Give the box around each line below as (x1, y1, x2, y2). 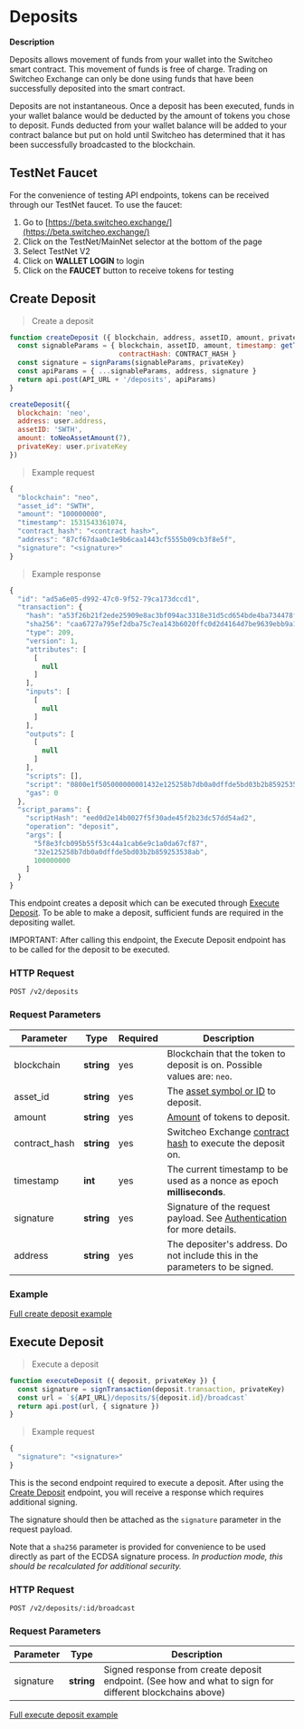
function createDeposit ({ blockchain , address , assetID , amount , (9, 333, 265, 342)
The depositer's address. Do (166, 1237, 288, 1250)
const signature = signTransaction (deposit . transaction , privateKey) (17, 1384, 285, 1394)
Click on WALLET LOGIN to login (22, 255, 145, 266)
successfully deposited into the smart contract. (9, 83, 185, 93)
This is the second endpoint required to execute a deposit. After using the (9, 1477, 284, 1488)
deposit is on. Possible (166, 1058, 262, 1071)
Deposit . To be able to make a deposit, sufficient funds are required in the (9, 908, 284, 919)
